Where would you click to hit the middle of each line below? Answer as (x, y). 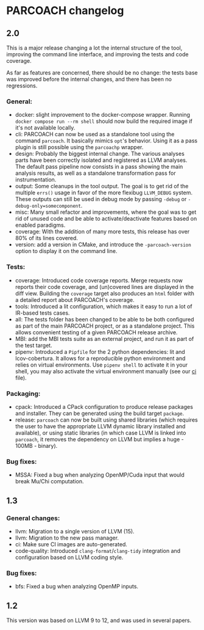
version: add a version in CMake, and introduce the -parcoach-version (103, 244)
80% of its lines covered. (46, 238)
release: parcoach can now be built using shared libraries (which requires (106, 420)
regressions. (22, 86)
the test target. (34, 345)
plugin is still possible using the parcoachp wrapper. (79, 147)
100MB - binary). (36, 445)
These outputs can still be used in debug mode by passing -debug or (101, 199)
